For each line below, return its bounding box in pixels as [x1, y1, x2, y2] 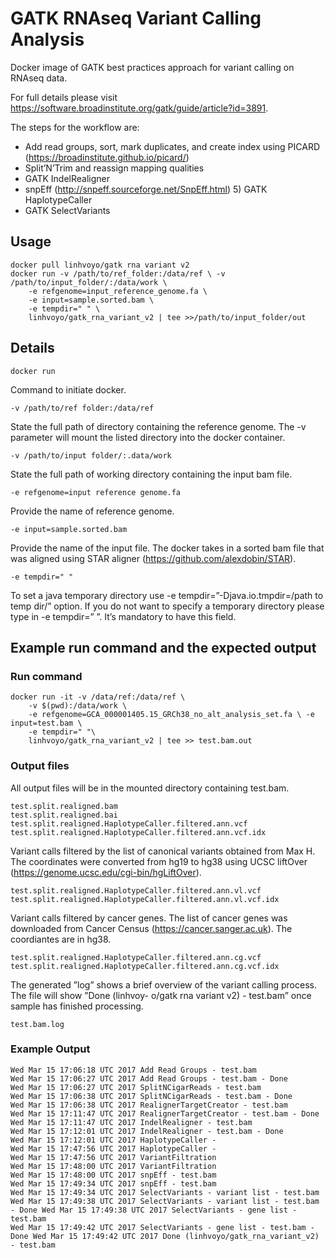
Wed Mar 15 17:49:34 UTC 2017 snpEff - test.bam [10, 1178, 217, 1189]
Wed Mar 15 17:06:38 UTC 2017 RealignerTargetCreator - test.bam [10, 1100, 288, 1110]
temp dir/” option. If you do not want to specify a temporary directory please [10, 600, 325, 612]
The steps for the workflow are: [10, 121, 140, 133]
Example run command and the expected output [10, 639, 317, 656]
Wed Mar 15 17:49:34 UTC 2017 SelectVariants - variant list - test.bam [10, 1187, 320, 1197]
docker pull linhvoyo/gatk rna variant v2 [10, 260, 190, 270]
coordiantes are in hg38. [10, 933, 112, 945]
